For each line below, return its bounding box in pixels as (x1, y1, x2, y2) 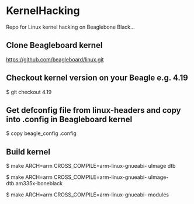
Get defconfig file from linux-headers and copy (6, 105, 181, 115)
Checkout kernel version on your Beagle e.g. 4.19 (6, 73, 188, 83)
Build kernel (6, 147, 51, 157)
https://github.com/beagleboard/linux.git (6, 56, 104, 63)
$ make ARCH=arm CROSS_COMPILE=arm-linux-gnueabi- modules (6, 191, 169, 198)
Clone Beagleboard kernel (6, 40, 103, 50)
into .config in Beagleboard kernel (6, 114, 133, 124)
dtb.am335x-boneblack (6, 180, 63, 187)
